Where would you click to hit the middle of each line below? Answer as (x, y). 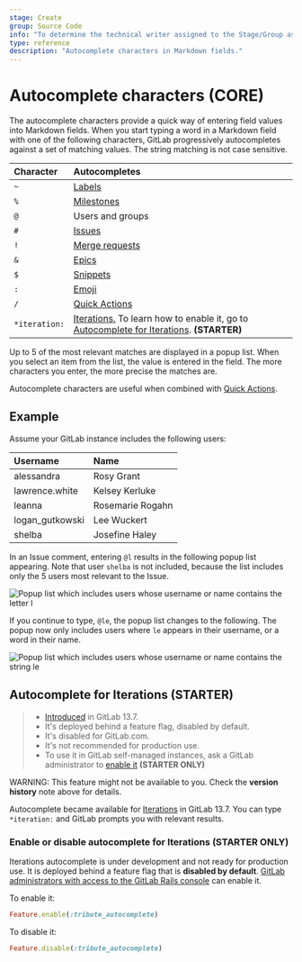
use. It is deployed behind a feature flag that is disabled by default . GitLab (147, 871)
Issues (87, 231)
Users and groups (111, 216)
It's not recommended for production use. (122, 745)
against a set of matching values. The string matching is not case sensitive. (148, 150)
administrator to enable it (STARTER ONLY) (124, 764)
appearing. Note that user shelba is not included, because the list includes (147, 566)
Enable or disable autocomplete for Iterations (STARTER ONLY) (149, 841)
